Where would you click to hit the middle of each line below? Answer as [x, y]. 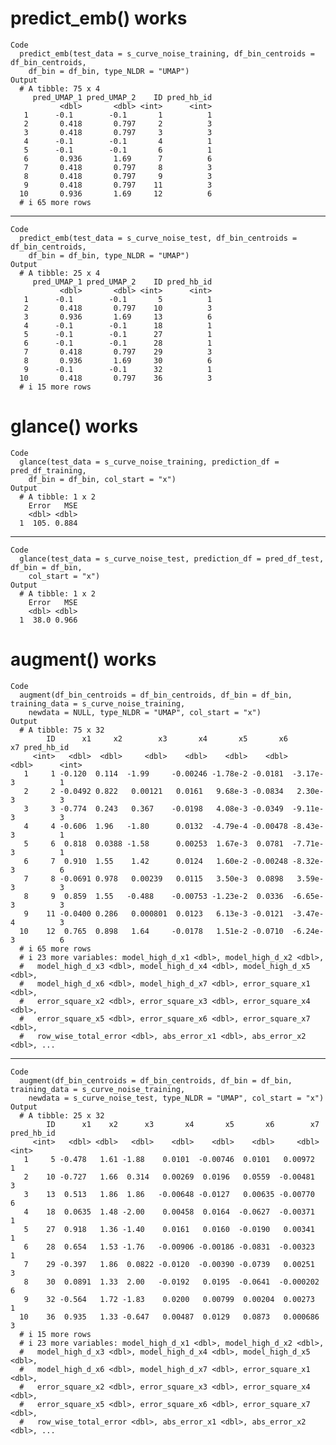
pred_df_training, [48, 470]
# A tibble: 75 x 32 [62, 730]
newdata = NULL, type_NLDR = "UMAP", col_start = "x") [145, 712]
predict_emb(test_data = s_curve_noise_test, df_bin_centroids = [158, 238]
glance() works [74, 426]
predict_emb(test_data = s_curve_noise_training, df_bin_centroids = [167, 53]
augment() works [83, 659]
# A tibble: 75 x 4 [60, 88]
